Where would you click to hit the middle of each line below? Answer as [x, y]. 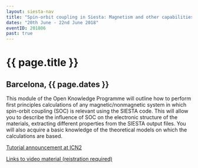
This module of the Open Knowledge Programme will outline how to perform [99, 98]
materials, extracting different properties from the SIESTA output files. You [96, 124]
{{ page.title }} [42, 63]
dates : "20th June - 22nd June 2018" [52, 22]
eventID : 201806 [26, 28]
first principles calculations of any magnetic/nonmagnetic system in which [96, 105]
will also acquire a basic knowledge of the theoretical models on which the [97, 130]
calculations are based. [34, 136]
